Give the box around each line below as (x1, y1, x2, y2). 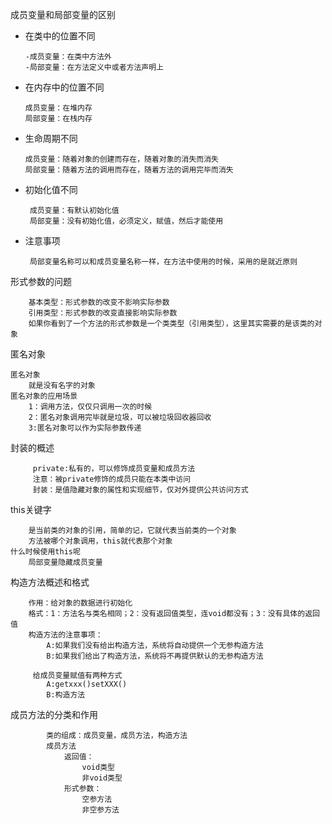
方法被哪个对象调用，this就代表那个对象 (28, 536, 173, 546)
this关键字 (10, 504, 52, 515)
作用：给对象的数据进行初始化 (28, 598, 133, 608)
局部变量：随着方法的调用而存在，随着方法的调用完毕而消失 (24, 165, 234, 175)
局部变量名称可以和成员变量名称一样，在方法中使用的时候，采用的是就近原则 (29, 257, 298, 267)
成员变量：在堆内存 (24, 103, 93, 113)
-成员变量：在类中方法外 (24, 52, 112, 62)
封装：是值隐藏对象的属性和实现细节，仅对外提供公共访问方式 (32, 485, 249, 495)
